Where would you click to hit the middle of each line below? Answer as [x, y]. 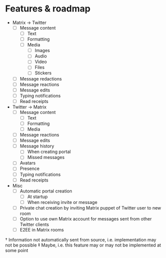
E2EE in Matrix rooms [42, 229]
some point [17, 250]
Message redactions [41, 78]
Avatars [28, 163]
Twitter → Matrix [29, 107]
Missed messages [46, 157]
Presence [30, 168]
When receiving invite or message [62, 202]
